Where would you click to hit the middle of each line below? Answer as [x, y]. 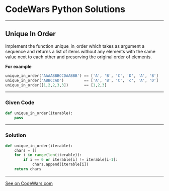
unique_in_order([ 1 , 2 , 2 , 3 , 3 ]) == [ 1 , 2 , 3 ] [56, 85]
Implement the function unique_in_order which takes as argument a [75, 46]
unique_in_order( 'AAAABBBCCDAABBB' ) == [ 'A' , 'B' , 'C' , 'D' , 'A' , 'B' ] [82, 76]
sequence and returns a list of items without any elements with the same [80, 51]
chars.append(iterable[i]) [60, 164]
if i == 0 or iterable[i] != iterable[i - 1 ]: [71, 160]
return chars [28, 169]
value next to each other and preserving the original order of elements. [79, 57]
